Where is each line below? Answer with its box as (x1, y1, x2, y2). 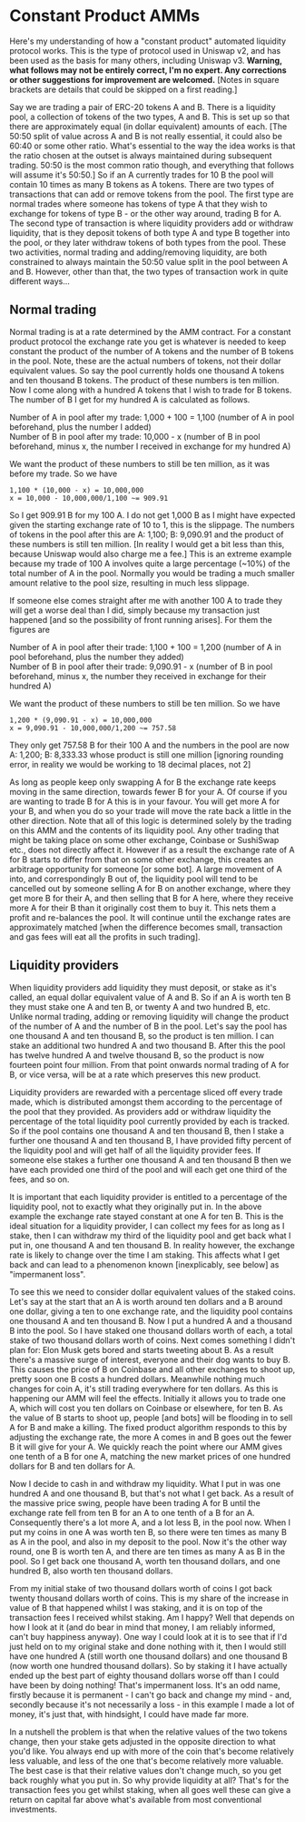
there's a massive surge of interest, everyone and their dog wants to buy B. (9, 1354, 290, 1365)
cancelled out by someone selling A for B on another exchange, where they (9, 882, 291, 893)
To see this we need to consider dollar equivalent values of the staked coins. (9, 1286, 297, 1298)
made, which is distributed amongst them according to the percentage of (9, 1096, 283, 1107)
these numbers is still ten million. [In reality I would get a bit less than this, (9, 538, 285, 549)
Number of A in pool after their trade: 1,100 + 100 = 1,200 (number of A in (9, 641, 281, 652)
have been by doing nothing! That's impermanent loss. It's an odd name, (9, 1679, 280, 1690)
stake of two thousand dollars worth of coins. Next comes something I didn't (9, 1335, 296, 1346)
